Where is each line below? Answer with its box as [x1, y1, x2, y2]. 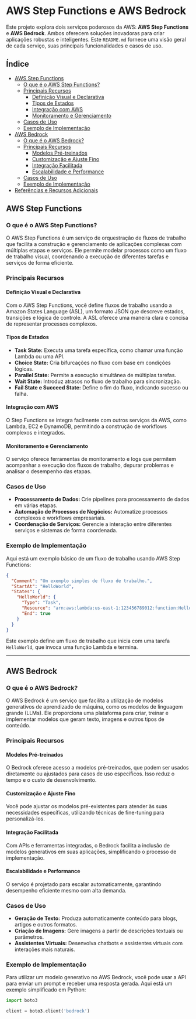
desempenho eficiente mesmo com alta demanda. [6, 887, 127, 894]
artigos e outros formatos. [14, 921, 78, 928]
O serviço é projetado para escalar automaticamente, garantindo [6, 880, 162, 888]
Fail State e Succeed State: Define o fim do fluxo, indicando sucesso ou [14, 384, 188, 391]
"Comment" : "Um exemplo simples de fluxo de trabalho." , [11, 578, 153, 584]
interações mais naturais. [14, 946, 75, 953]
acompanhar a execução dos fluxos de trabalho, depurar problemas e [6, 461, 174, 469]
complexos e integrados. [6, 429, 65, 436]
